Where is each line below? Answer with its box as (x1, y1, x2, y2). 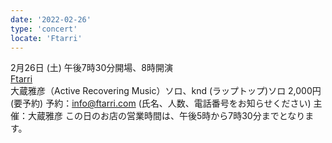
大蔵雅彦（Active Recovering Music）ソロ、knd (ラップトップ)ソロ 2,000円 (10, 85, 322, 97)
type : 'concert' (10, 24, 78, 34)
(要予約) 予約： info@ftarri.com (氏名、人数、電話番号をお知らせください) (10, 97, 312, 110)
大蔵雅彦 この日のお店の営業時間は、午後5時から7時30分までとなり (27, 110, 306, 122)
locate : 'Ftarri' (10, 33, 83, 43)
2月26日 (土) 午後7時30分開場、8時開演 (10, 62, 173, 74)
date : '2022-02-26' (10, 14, 92, 25)
